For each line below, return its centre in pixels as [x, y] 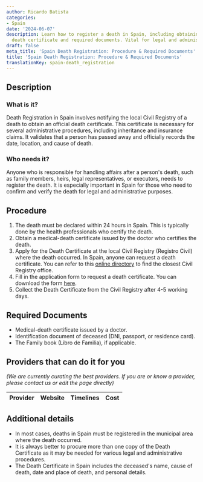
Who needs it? [28, 159]
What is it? [22, 104]
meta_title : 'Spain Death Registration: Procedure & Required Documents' [101, 52]
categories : [21, 18]
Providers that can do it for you [66, 362]
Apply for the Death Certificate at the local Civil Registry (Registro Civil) [104, 251]
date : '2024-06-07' [31, 29]
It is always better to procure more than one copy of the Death [92, 446]
